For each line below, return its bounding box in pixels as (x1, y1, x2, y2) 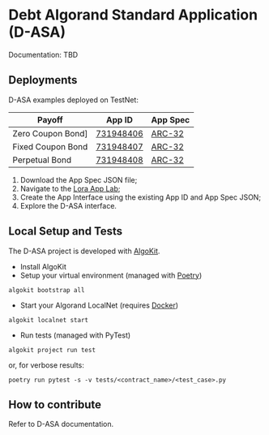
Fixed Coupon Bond (12, 140, 88, 152)
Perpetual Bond (12, 154, 72, 166)
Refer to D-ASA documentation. (8, 420, 114, 429)
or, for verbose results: (8, 360, 85, 370)
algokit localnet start (8, 316, 89, 324)
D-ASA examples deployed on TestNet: (8, 95, 139, 105)
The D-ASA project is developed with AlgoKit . (8, 246, 160, 256)
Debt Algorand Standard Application (8, 6, 258, 24)
